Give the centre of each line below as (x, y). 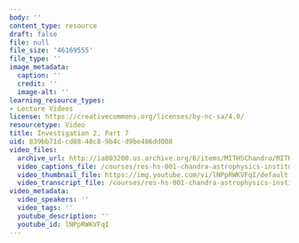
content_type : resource (53, 26)
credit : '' (37, 84)
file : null (29, 42)
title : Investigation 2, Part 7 (69, 134)
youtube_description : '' (63, 216)
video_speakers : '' (53, 200)
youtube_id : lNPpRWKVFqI (63, 224)
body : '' (25, 17)
